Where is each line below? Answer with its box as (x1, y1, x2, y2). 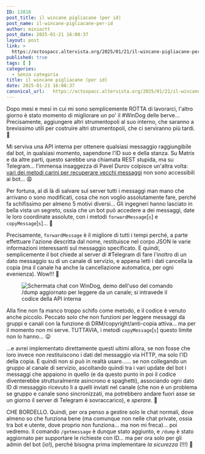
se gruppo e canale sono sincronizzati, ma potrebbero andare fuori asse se (6, 390, 195, 397)
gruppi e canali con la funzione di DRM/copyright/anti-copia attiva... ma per (6, 320, 196, 327)
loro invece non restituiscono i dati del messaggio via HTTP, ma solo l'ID (6, 351, 188, 358)
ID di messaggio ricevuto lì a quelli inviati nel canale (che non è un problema (6, 383, 197, 391)
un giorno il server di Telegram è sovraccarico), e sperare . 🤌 (6, 396, 157, 403)
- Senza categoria (12, 71, 59, 77)
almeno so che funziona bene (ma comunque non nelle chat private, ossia (6, 414, 193, 422)
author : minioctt (6, 26, 51, 32)
